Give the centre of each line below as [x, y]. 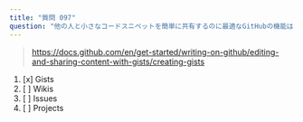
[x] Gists [38, 79]
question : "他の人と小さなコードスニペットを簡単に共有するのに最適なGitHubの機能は [151, 26]
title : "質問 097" [43, 18]
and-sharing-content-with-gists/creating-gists [118, 61]
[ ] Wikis [38, 89]
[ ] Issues [40, 98]
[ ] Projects [43, 108]
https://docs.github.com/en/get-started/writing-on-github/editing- [155, 52]
